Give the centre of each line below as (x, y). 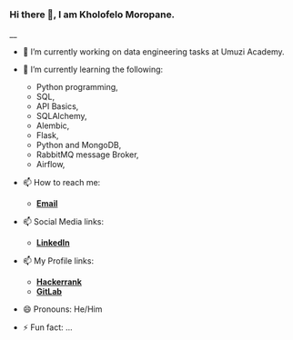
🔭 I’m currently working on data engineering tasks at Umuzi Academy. (153, 52)
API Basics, (57, 106)
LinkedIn (53, 243)
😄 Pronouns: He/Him (62, 309)
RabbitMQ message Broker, (87, 155)
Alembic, (53, 125)
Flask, (47, 135)
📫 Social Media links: (63, 222)
